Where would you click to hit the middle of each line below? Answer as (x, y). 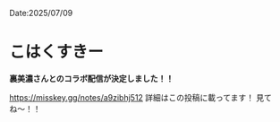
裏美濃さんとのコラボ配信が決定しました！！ (92, 78)
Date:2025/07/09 (41, 13)
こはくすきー (57, 52)
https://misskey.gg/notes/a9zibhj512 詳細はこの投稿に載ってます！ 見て (141, 97)
